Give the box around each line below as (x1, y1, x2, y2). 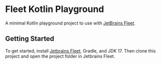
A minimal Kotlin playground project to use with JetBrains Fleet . (5, 20, 136, 26)
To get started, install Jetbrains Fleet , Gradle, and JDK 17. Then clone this (5, 47, 156, 53)
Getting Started (5, 34, 54, 43)
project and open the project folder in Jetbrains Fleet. (5, 53, 115, 59)
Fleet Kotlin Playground (5, 3, 104, 15)
